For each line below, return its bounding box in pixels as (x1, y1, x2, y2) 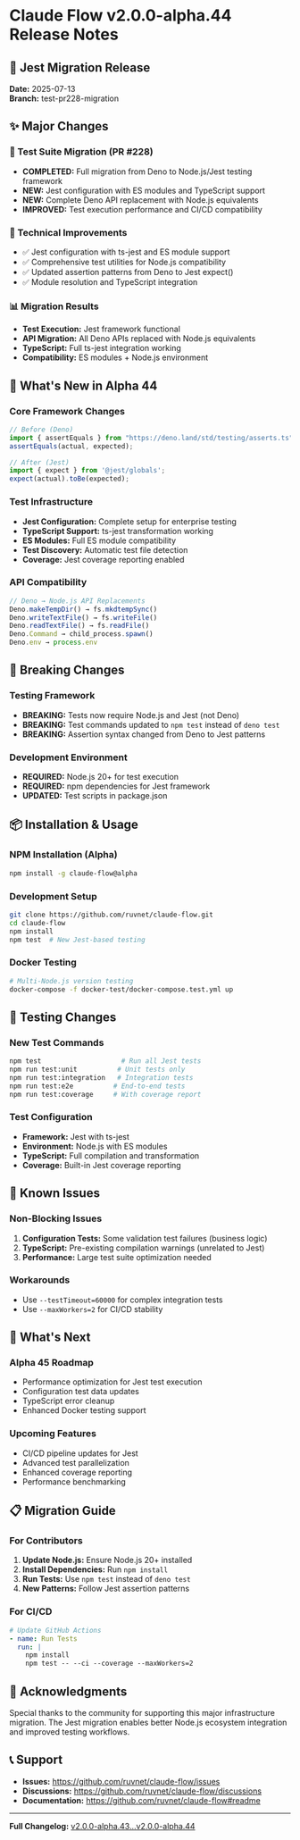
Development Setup (9, 890, 97, 902)
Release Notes (9, 24, 119, 45)
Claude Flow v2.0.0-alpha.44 (9, 5, 232, 26)
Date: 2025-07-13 (9, 84, 76, 94)
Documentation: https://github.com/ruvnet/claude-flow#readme (21, 1794, 261, 1805)
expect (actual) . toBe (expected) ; (9, 474, 129, 483)
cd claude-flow (9, 918, 66, 927)
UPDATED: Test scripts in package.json (21, 790, 168, 801)
